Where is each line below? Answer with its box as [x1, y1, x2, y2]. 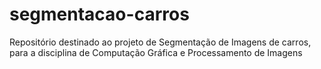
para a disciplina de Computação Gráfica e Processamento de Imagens [9, 46, 303, 58]
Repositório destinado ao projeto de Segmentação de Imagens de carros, [9, 36, 312, 48]
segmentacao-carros [9, 3, 190, 26]
